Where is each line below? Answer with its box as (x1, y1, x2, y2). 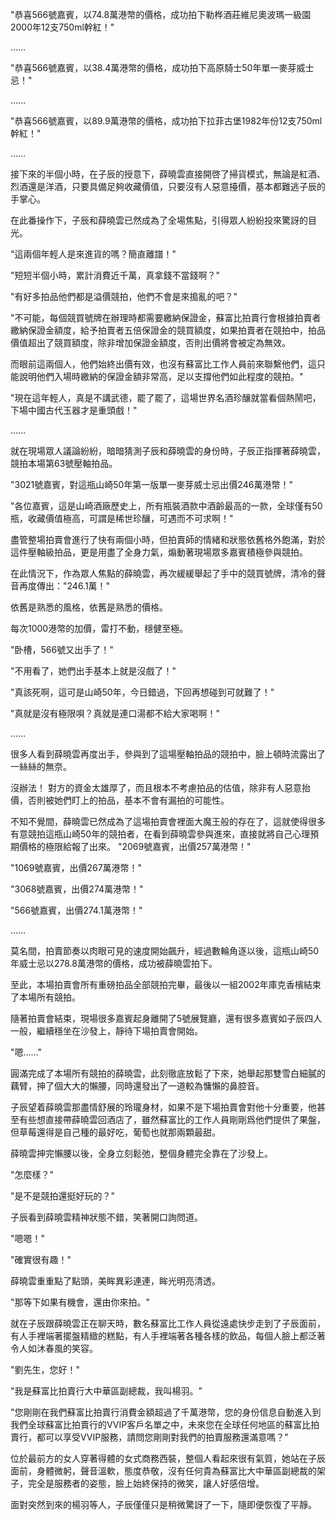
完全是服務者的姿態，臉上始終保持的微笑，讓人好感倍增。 (27, 1478, 265, 1489)
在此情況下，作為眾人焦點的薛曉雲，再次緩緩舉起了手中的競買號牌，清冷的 (10, 568, 317, 579)
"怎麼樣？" (10, 1169, 55, 1180)
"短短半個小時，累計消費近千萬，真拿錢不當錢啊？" (10, 269, 221, 281)
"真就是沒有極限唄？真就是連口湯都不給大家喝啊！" (10, 708, 221, 719)
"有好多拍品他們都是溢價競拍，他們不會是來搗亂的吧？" (10, 291, 238, 302)
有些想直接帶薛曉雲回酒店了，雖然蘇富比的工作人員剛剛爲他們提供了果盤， (18, 1114, 326, 1125)
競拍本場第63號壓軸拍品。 (10, 458, 118, 469)
